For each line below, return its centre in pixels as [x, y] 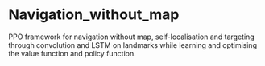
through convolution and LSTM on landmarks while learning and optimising [133, 45]
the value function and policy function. [72, 53]
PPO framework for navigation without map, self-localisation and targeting [132, 37]
